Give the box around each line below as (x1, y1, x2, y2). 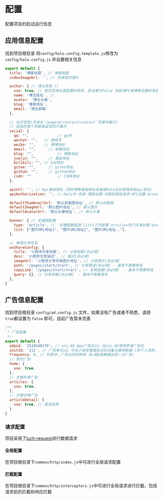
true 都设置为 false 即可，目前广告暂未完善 (5, 316, 91, 321)
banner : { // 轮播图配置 (9, 218, 56, 223)
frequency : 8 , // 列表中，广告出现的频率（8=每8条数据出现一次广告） (9, 352, 136, 357)
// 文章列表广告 (9, 375, 38, 380)
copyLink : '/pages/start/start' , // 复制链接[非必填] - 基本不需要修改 (14, 267, 154, 272)
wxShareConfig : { (9, 245, 45, 250)
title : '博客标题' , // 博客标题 (9, 70, 69, 75)
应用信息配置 (5, 36, 44, 45)
